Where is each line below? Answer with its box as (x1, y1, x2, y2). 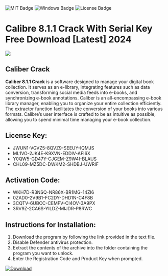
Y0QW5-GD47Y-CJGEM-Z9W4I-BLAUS (12, 156, 97, 162)
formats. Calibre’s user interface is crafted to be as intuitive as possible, (5, 111, 156, 117)
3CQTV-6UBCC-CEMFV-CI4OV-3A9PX (12, 200, 95, 206)
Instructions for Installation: (5, 220, 96, 229)
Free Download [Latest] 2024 (5, 34, 132, 45)
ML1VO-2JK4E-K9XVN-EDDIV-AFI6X (12, 150, 91, 156)
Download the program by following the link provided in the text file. (12, 234, 156, 240)
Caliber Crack (5, 65, 50, 73)
